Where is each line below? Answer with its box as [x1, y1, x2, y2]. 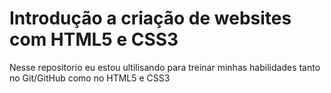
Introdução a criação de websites [9, 7, 292, 30]
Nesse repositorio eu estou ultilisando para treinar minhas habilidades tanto [9, 61, 321, 73]
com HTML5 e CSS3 [9, 28, 179, 51]
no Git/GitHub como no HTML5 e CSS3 [9, 72, 171, 84]
